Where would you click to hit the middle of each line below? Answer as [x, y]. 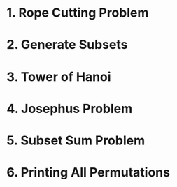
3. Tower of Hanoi [59, 76]
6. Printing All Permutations [88, 173]
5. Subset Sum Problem [76, 140]
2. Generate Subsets [67, 45]
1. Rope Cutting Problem [78, 13]
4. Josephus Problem [70, 109]
